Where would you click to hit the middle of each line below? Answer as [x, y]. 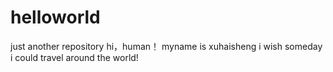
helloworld [55, 17]
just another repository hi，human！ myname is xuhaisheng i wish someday [166, 46]
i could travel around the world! [74, 57]
